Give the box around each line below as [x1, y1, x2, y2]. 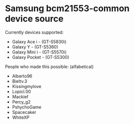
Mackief [12, 93, 29, 100]
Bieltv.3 [12, 78, 28, 84]
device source [5, 13, 64, 24]
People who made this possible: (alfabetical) [5, 64, 94, 70]
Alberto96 [12, 73, 33, 79]
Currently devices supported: [5, 29, 64, 35]
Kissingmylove [12, 83, 42, 89]
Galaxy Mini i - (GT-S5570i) [12, 49, 67, 55]
